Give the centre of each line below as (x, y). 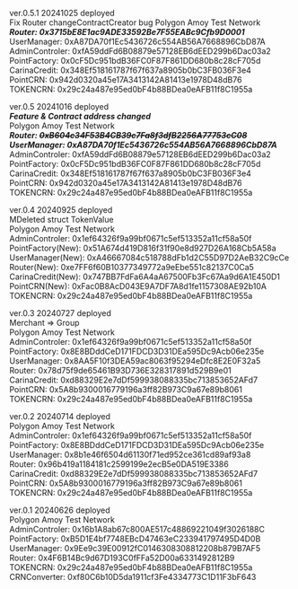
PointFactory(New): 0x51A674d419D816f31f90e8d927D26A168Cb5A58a (143, 248)
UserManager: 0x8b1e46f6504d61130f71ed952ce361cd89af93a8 (130, 454)
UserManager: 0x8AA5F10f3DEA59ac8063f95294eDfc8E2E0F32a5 (135, 361)
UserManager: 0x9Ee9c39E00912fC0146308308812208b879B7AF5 (135, 548)
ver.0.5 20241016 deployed (59, 106)
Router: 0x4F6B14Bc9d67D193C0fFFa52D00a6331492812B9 (122, 558)
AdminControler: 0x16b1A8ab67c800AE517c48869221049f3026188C (137, 529)
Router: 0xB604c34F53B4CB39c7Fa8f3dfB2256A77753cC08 (128, 135)
